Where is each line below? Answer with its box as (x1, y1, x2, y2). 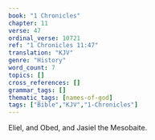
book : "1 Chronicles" (8, 11, 81, 20)
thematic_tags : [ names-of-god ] (8, 94, 113, 102)
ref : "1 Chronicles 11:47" (8, 42, 99, 50)
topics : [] (8, 71, 45, 79)
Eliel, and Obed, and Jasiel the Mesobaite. (8, 123, 148, 133)
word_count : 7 (8, 64, 56, 72)
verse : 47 (8, 26, 42, 34)
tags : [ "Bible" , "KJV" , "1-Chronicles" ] (8, 101, 138, 109)
